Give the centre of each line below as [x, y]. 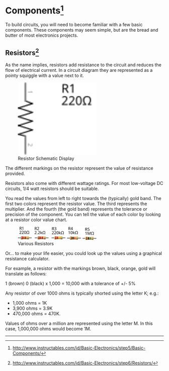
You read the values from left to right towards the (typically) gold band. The [83, 198]
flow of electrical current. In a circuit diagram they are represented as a [79, 70]
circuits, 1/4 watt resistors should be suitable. [52, 189]
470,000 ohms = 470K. [36, 313]
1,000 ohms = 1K [30, 303]
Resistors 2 [22, 52]
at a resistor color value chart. [36, 220]
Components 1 [34, 10]
